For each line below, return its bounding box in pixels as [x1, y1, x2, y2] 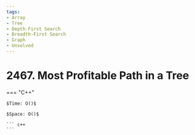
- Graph [6, 37, 26, 43]
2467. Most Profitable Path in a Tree [6, 69, 190, 82]
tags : [6, 8, 20, 15]
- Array [6, 15, 26, 21]
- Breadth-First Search [6, 31, 67, 38]
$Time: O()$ [6, 100, 36, 107]
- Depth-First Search [6, 25, 61, 32]
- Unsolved [6, 43, 34, 49]
